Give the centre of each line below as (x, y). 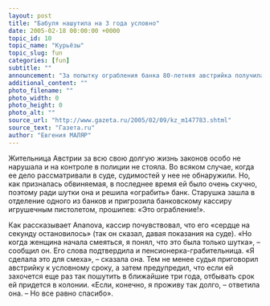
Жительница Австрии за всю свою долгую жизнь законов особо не (125, 158)
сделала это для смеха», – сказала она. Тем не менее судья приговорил (133, 259)
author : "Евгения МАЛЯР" (50, 135)
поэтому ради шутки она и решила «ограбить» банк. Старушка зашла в (132, 192)
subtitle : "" (30, 68)
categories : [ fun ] (39, 61)
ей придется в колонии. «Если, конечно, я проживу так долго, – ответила (134, 284)
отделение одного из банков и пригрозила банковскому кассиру (120, 201)
